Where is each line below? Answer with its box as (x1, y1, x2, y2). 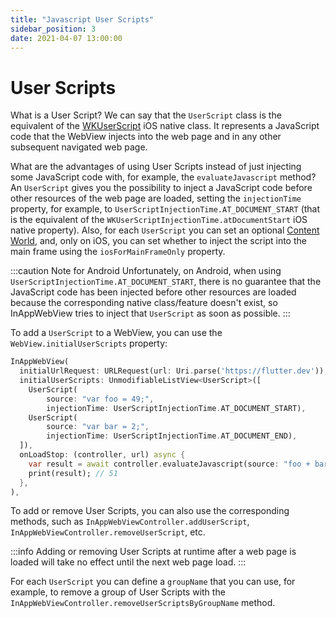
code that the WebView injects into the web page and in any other (10, 131, 282, 143)
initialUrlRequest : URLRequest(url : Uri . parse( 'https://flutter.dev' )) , (19, 366, 329, 376)
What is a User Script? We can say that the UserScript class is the (10, 109, 282, 121)
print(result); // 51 (28, 468, 118, 478)
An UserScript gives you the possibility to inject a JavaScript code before (10, 182, 313, 194)
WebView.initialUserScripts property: (10, 337, 168, 350)
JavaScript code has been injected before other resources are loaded (10, 286, 297, 298)
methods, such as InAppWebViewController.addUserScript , (10, 516, 250, 528)
